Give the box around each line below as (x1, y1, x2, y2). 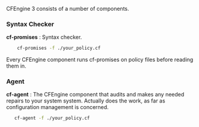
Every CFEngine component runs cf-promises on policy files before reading (6, 56, 194, 63)
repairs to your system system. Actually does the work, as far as (6, 97, 165, 104)
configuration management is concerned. (6, 104, 109, 111)
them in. (6, 62, 26, 69)
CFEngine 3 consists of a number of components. (6, 5, 129, 12)
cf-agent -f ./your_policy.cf (14, 115, 90, 122)
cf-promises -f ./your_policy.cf (17, 45, 101, 52)
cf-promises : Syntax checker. (6, 34, 82, 41)
